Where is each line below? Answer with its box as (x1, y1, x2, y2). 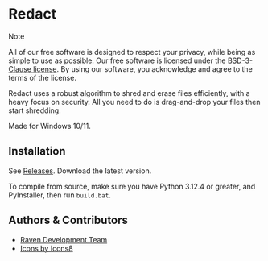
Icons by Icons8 (19, 243, 74, 253)
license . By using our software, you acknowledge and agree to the (33, 64, 254, 73)
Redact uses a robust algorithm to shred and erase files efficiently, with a (8, 88, 251, 97)
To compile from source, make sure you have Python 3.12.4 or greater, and (8, 181, 256, 191)
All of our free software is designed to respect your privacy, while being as (8, 47, 256, 56)
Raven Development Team (19, 234, 108, 244)
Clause (8, 64, 32, 73)
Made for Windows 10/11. (8, 121, 91, 130)
